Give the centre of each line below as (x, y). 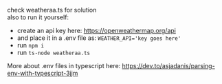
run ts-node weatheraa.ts (54, 52)
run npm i (31, 45)
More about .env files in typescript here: (64, 66)
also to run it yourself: (38, 17)
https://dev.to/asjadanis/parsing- (168, 66)
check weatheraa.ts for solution (52, 10)
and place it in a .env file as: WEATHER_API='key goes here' (99, 38)
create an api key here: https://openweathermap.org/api (97, 31)
